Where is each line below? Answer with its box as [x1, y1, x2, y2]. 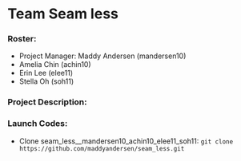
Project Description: [7, 96, 87, 108]
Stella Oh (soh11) [18, 77, 74, 86]
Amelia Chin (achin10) [18, 60, 91, 69]
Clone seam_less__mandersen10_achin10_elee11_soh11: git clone [18, 136, 234, 146]
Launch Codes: [7, 118, 68, 129]
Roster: [7, 33, 37, 45]
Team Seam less [7, 5, 119, 23]
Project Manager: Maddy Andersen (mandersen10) [18, 51, 187, 61]
